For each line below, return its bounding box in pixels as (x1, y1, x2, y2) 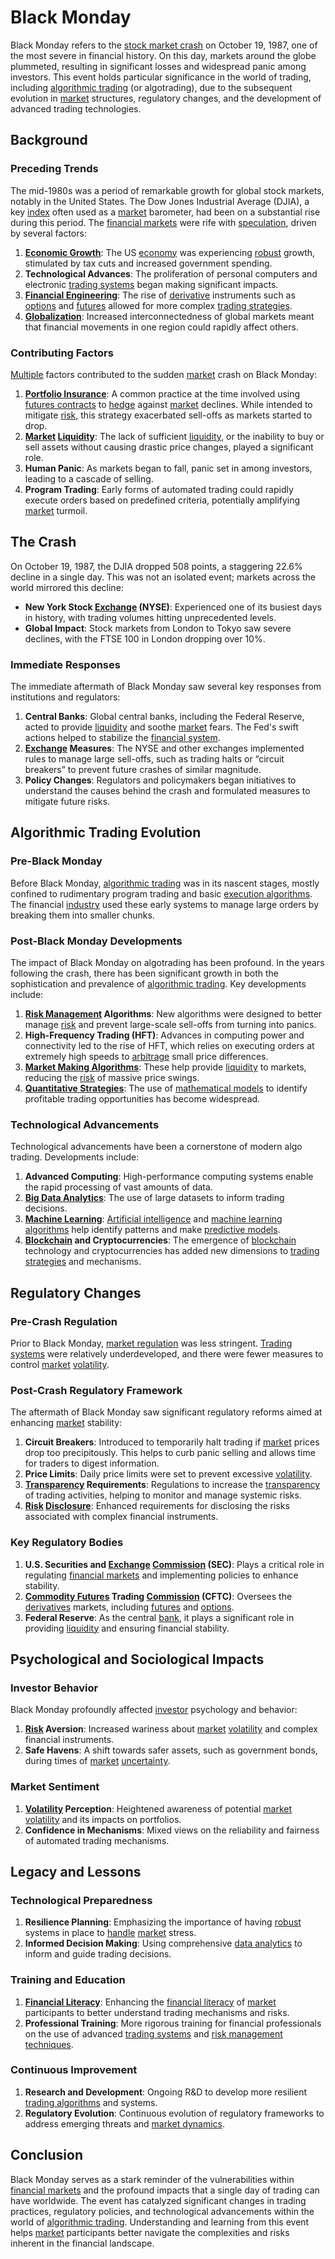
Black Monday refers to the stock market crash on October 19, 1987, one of (10, 39, 318, 51)
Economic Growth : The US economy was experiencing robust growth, (24, 246, 316, 258)
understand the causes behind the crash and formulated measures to (24, 785, 311, 797)
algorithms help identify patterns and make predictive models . (24, 1224, 281, 1236)
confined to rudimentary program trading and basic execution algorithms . (10, 887, 313, 900)
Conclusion (10, 2147, 84, 2164)
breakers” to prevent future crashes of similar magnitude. (24, 764, 262, 776)
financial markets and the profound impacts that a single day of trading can (10, 2184, 320, 2196)
